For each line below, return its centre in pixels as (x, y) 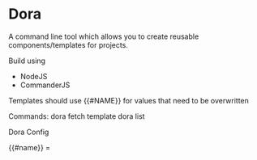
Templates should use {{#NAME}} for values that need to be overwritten (129, 100)
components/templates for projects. (68, 44)
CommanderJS (45, 85)
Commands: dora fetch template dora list (77, 116)
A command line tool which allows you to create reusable (104, 36)
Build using (27, 61)
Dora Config (29, 132)
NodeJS (34, 76)
